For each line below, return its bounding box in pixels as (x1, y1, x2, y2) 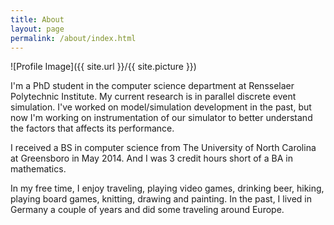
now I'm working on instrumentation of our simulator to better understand (10, 112, 313, 124)
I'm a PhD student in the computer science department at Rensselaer (10, 80, 295, 92)
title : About (10, 14, 65, 25)
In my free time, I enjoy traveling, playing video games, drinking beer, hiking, (10, 182, 325, 195)
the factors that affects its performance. (10, 122, 175, 135)
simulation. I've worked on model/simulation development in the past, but (10, 101, 312, 113)
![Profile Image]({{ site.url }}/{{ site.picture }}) (10, 61, 197, 73)
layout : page (10, 24, 65, 34)
